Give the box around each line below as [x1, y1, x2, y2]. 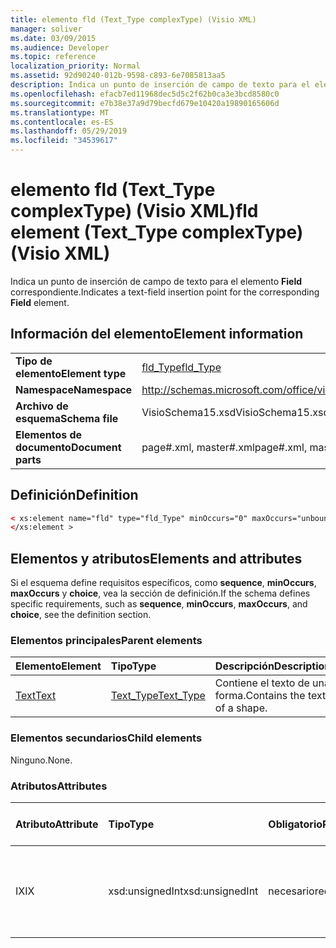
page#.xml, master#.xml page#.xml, [141, 440, 308, 454]
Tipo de [15, 354, 53, 368]
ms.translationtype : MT [10, 107, 110, 118]
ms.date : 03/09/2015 [10, 33, 97, 43]
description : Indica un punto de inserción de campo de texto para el [10, 80, 311, 90]
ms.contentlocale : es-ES [10, 117, 114, 127]
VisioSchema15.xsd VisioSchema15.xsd [141, 405, 330, 419]
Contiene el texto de [214, 676, 310, 690]
